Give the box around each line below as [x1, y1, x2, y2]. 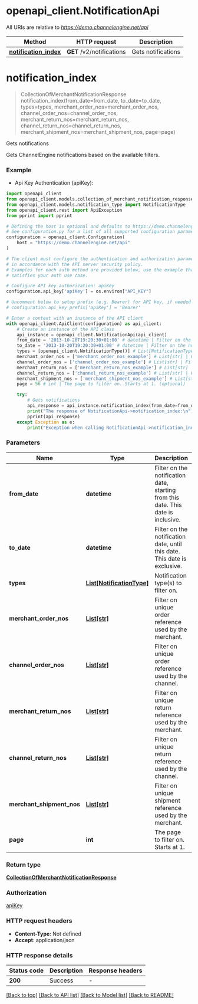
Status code [9, 966, 44, 975]
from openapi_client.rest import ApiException [6, 207, 123, 213]
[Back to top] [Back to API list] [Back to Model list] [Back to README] [6, 991, 174, 998]
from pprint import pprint [6, 212, 72, 219]
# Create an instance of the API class [16, 326, 115, 332]
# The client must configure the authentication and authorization [6, 255, 176, 262]
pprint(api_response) [27, 414, 81, 419]
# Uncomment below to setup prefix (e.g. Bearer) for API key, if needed [6, 299, 192, 305]
